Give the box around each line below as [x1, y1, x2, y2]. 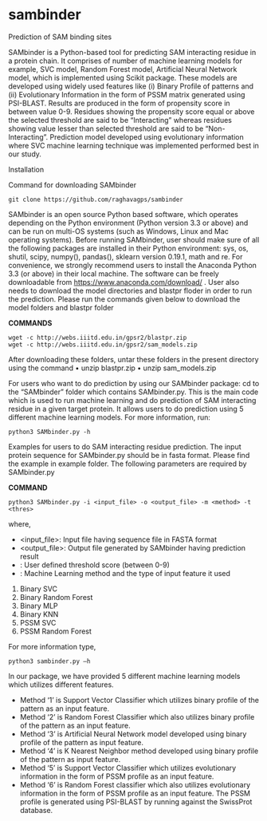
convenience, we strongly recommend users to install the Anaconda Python [8, 260, 257, 270]
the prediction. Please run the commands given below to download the [8, 294, 241, 304]
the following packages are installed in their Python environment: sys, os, [8, 243, 249, 253]
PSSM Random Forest [19, 626, 92, 636]
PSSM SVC [19, 618, 57, 627]
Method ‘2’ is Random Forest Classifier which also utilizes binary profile [19, 712, 255, 721]
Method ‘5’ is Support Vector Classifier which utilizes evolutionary [19, 763, 237, 772]
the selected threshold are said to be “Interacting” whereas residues [8, 115, 233, 124]
